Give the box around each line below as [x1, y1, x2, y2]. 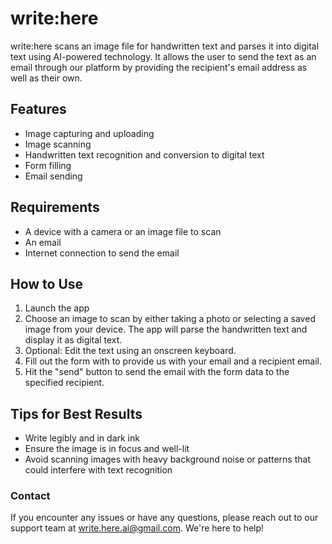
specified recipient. [24, 377, 105, 389]
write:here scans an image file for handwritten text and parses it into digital [10, 40, 320, 52]
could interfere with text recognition [24, 464, 173, 476]
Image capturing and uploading [24, 127, 155, 139]
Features [10, 101, 67, 118]
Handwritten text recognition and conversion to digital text [24, 148, 265, 161]
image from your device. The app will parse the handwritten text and [24, 323, 308, 336]
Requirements [10, 199, 100, 216]
